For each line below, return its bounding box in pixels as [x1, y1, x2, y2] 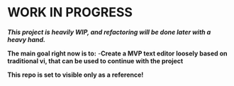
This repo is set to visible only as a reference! [7, 70, 144, 79]
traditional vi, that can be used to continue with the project [7, 56, 184, 65]
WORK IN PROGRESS [7, 4, 133, 21]
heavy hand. [7, 35, 46, 43]
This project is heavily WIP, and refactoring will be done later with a [7, 28, 211, 36]
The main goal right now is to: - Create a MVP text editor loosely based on [7, 49, 228, 58]
